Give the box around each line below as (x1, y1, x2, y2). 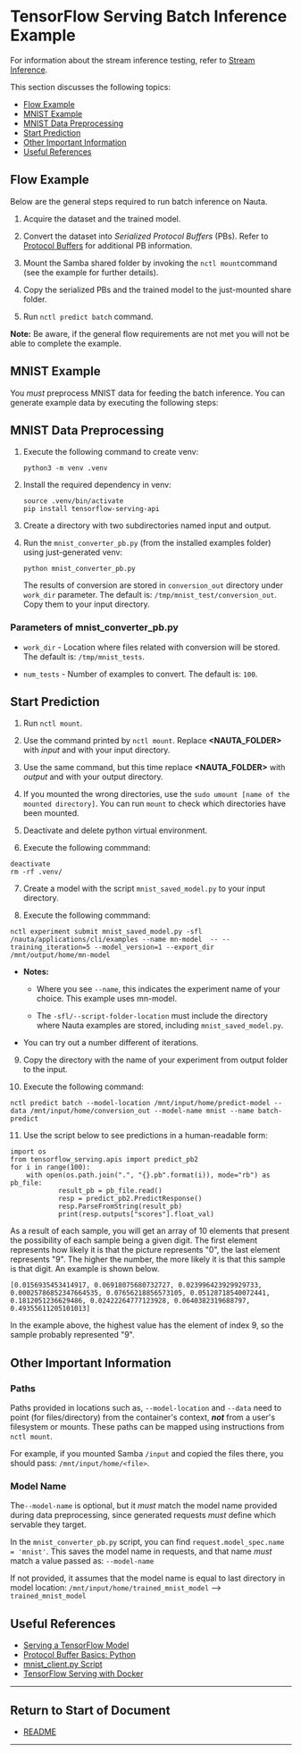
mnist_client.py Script (22, 1659, 103, 1670)
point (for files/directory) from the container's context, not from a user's (10, 1412, 276, 1423)
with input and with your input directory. (22, 744, 171, 756)
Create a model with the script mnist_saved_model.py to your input (22, 883, 266, 894)
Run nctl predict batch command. (22, 311, 154, 322)
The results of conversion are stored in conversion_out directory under (22, 580, 284, 591)
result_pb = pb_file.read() (57, 1187, 163, 1196)
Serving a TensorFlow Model (22, 1640, 130, 1650)
